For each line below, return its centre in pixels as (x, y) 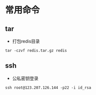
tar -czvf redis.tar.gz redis (36, 50)
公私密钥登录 (25, 78)
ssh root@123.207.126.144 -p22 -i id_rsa (48, 88)
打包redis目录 (26, 41)
